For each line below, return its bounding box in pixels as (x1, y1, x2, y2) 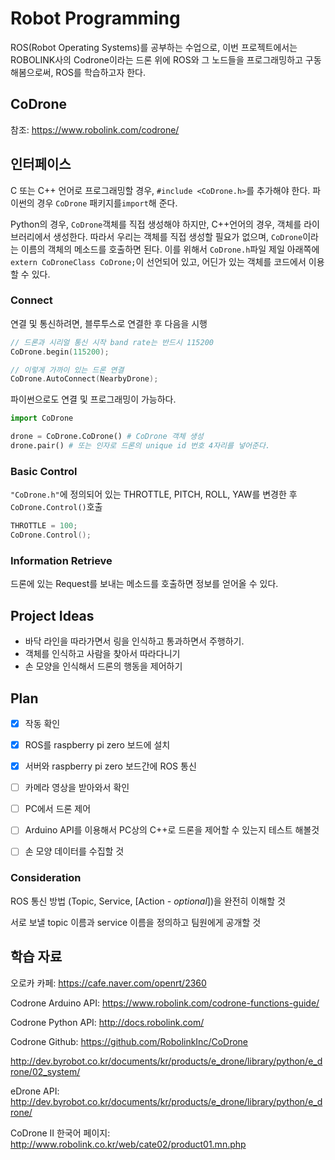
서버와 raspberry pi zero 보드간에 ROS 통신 (24, 760, 197, 772)
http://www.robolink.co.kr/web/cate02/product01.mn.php (10, 1138, 247, 1150)
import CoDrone (10, 413, 74, 424)
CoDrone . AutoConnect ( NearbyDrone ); (10, 374, 159, 384)
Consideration (10, 871, 82, 885)
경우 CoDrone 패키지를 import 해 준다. (36, 197, 178, 209)
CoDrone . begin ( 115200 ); (10, 347, 110, 357)
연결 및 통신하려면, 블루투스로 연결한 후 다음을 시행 (10, 317, 208, 329)
